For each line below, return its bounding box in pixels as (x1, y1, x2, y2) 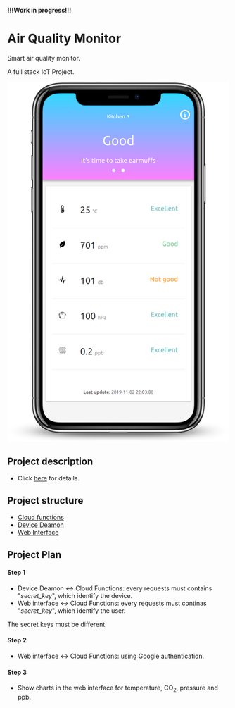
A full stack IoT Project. (7, 67, 75, 76)
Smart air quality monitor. (7, 54, 81, 62)
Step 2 (7, 636, 27, 645)
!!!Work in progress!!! (7, 6, 72, 14)
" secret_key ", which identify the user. (17, 606, 126, 615)
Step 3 (7, 668, 27, 676)
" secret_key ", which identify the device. (17, 591, 133, 600)
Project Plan (7, 549, 62, 561)
